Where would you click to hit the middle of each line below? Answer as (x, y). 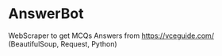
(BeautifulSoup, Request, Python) (63, 43)
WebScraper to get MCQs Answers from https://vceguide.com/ (111, 35)
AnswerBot (46, 14)
